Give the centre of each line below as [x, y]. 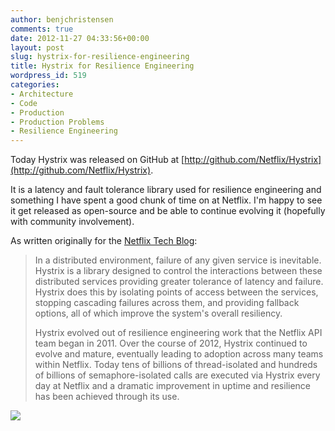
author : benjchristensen [62, 19]
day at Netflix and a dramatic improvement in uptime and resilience [173, 386]
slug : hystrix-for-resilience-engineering [100, 57]
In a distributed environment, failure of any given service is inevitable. [178, 260]
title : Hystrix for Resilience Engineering [102, 66]
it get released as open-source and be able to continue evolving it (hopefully [168, 211]
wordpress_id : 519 [48, 76]
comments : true [42, 29]
